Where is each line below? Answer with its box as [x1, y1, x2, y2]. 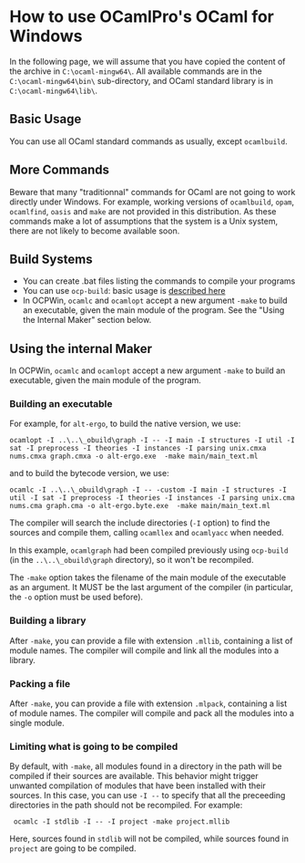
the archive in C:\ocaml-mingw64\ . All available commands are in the [9, 66, 262, 77]
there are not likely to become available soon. [9, 225, 180, 236]
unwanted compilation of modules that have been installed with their [9, 780, 266, 791]
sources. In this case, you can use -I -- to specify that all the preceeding [9, 790, 286, 801]
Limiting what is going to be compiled [9, 741, 178, 753]
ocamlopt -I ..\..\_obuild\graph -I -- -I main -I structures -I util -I [9, 436, 296, 445]
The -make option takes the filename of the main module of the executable [9, 572, 287, 583]
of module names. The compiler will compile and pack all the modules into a [9, 708, 294, 719]
